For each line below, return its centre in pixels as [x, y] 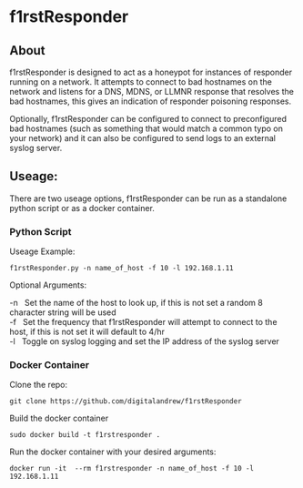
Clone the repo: [39, 385]
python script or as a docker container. [82, 208]
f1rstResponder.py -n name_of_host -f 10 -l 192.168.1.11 [121, 269]
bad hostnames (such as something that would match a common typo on [146, 128]
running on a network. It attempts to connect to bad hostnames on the [141, 82]
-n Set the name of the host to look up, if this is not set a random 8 [136, 303]
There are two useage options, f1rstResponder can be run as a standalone [148, 198]
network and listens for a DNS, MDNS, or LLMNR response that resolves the [151, 91]
